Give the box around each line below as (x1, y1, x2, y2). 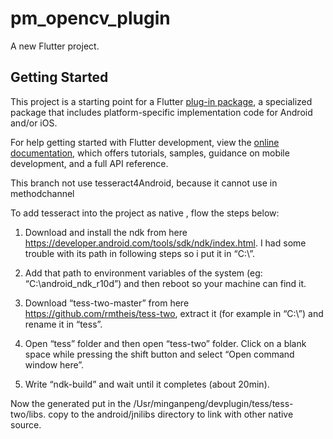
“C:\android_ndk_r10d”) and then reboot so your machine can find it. (24, 277, 307, 289)
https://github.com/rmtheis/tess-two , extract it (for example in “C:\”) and (24, 307, 324, 319)
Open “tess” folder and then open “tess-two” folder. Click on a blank (24, 337, 307, 349)
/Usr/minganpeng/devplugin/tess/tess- (133, 397, 294, 409)
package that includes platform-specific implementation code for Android (10, 106, 313, 118)
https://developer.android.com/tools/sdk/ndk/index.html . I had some (24, 237, 307, 249)
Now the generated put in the (10, 397, 132, 409)
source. (10, 418, 42, 431)
